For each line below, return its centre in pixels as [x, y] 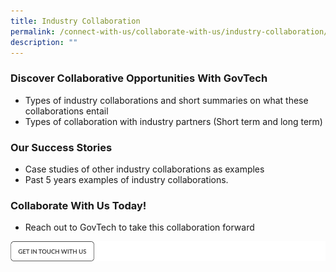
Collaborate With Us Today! [78, 205]
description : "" [44, 42]
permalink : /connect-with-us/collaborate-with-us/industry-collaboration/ [169, 31]
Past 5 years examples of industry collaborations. [126, 179]
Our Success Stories [61, 147]
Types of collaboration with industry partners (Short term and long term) [173, 121]
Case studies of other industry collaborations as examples [144, 169]
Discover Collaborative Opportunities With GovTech [139, 78]
